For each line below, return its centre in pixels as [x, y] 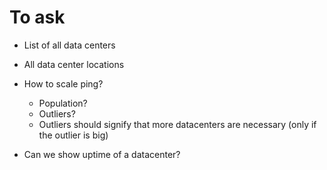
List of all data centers [69, 45]
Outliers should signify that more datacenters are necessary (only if [177, 124]
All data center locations [74, 64]
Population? [63, 103]
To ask [37, 17]
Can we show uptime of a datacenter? [102, 154]
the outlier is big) [73, 135]
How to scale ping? [63, 83]
